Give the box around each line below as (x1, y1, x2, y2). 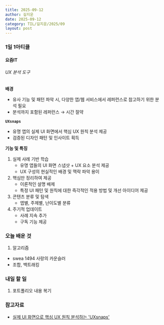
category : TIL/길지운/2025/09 (5, 21, 65, 27)
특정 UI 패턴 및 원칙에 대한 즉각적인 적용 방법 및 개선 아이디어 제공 (19, 187, 148, 193)
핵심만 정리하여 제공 (12, 175, 51, 181)
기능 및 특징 (5, 145, 28, 151)
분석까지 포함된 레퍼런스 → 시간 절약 (12, 109, 84, 115)
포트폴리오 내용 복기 (12, 288, 51, 294)
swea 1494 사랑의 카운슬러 (12, 255, 66, 261)
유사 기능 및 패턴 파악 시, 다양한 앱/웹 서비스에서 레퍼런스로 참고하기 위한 (12, 96, 154, 102)
